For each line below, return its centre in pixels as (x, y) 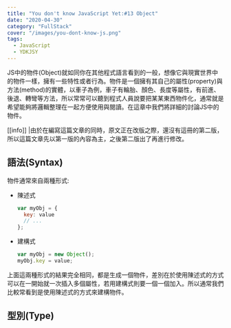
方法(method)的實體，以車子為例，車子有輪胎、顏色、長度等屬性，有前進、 (113, 90)
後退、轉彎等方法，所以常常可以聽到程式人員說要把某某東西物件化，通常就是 (115, 98)
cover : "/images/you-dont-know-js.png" (64, 33)
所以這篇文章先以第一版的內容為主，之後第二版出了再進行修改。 (97, 139)
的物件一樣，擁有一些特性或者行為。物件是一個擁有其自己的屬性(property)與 (115, 81)
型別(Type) (31, 316)
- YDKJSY (26, 52)
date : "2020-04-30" (35, 20)
